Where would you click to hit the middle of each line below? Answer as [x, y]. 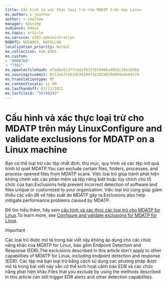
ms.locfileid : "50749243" [32, 93]
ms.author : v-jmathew [28, 14]
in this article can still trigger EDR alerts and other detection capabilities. [79, 277]
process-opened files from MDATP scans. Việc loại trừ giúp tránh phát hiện [82, 174]
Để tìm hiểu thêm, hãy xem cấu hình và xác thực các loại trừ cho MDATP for [83, 210]
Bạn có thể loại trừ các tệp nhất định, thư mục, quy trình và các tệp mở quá [82, 163]
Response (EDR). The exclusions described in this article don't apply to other [83, 251]
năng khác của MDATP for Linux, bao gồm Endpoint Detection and [73, 245]
